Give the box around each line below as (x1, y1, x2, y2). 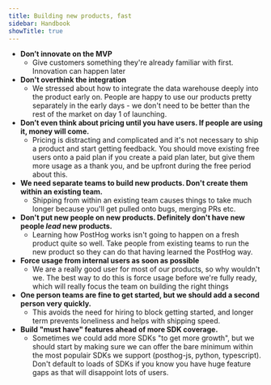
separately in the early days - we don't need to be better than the (32, 101, 250, 110)
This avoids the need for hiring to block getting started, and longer (32, 307, 254, 317)
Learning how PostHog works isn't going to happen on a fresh (32, 230, 239, 240)
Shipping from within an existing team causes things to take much (32, 195, 252, 205)
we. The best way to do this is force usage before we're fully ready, (32, 273, 257, 283)
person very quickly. (19, 299, 91, 309)
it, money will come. (19, 126, 90, 136)
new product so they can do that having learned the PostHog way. (32, 247, 253, 257)
